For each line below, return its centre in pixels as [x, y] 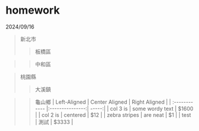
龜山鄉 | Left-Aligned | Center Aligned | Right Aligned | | [103, 102]
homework [33, 10]
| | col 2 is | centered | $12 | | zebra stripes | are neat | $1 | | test [113, 115]
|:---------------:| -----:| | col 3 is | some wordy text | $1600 [120, 108]
